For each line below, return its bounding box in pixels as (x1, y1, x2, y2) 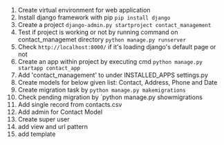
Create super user (17, 115, 70, 123)
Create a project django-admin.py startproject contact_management (17, 21, 212, 28)
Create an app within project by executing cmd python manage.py (17, 58, 203, 65)
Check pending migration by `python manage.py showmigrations (17, 93, 203, 101)
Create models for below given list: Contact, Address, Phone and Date (17, 78, 218, 86)
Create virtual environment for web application (17, 6, 151, 14)
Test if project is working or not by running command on (17, 28, 178, 36)
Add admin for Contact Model (17, 108, 103, 116)
